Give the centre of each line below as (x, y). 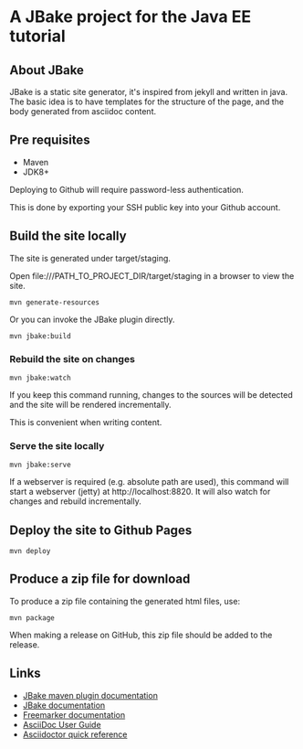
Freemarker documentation (74, 714)
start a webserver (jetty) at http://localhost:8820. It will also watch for (140, 492)
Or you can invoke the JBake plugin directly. (92, 319)
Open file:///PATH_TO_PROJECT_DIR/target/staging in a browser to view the (152, 275)
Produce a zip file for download (100, 579)
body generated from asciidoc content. (83, 111)
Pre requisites (50, 140)
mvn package (32, 618)
